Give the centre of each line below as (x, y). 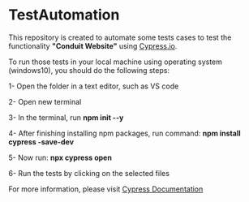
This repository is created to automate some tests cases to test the (120, 37)
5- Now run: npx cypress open (60, 157)
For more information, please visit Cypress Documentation (106, 189)
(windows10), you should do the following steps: (89, 70)
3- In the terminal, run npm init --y (66, 117)
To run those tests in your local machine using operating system (116, 62)
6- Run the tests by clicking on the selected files (89, 173)
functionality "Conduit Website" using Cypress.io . (93, 45)
